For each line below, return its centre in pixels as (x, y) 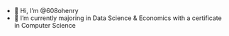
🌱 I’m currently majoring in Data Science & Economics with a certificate (118, 18)
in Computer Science (45, 25)
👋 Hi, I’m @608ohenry (46, 11)
